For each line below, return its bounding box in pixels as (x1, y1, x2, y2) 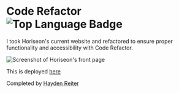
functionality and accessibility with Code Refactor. (6, 44, 133, 51)
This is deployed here (6, 67, 61, 75)
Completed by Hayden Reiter (6, 80, 80, 87)
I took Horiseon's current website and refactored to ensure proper (6, 37, 173, 45)
